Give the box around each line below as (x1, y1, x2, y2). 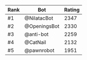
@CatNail (24, 39, 47, 46)
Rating (64, 6, 80, 13)
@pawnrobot (24, 47, 55, 54)
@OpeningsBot (24, 23, 60, 29)
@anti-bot (24, 31, 49, 38)
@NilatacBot (24, 15, 53, 21)
